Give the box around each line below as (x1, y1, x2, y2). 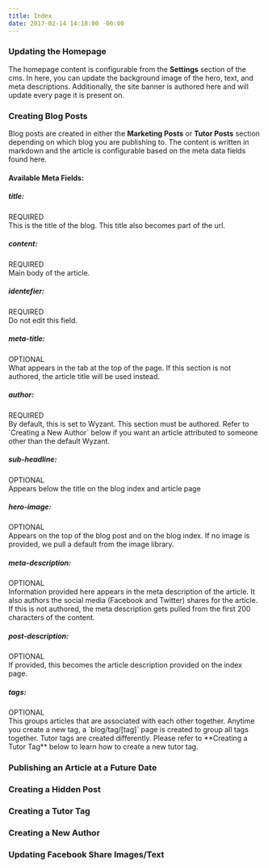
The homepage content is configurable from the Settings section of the (8, 64, 247, 74)
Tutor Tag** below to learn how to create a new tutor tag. (8, 742, 199, 752)
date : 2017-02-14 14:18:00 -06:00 (8, 19, 125, 27)
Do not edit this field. (8, 315, 78, 325)
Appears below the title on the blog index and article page (8, 483, 202, 493)
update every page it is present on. (8, 90, 125, 99)
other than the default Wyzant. (8, 436, 111, 445)
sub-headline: (8, 454, 57, 465)
